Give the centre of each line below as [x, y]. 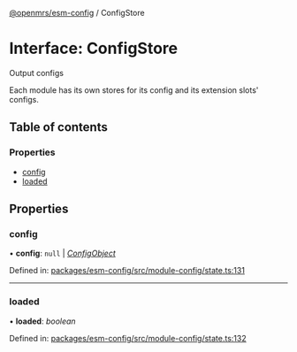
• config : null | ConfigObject [63, 253]
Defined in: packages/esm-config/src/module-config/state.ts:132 [128, 338]
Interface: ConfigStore [94, 49]
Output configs [37, 73]
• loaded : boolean [43, 321]
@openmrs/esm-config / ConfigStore [77, 13]
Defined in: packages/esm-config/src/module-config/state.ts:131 [127, 271]
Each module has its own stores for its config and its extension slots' [134, 90]
